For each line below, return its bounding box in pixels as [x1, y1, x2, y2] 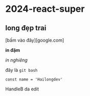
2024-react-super [5, 3, 85, 15]
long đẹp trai [5, 24, 47, 32]
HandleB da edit [5, 86, 39, 92]
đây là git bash [5, 67, 38, 73]
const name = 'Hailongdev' [5, 77, 63, 82]
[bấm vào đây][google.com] [5, 37, 64, 43]
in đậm [5, 47, 20, 53]
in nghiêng [5, 57, 28, 63]
